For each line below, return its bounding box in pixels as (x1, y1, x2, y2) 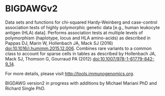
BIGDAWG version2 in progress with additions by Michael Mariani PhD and (5, 80, 157, 86)
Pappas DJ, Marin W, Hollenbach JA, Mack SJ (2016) (5, 40, 113, 46)
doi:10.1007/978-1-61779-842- (92, 56, 155, 62)
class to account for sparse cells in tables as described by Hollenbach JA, (5, 50, 156, 57)
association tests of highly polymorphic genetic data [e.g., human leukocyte (5, 24, 160, 30)
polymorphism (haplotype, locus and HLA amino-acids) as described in (5, 35, 151, 41)
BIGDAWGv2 (5, 3, 58, 14)
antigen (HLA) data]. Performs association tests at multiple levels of (5, 30, 143, 35)
